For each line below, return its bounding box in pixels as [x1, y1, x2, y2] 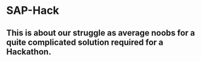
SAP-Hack [6, 4, 59, 18]
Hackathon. [6, 47, 51, 57]
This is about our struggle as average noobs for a [6, 28, 196, 38]
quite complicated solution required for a [6, 37, 163, 47]
